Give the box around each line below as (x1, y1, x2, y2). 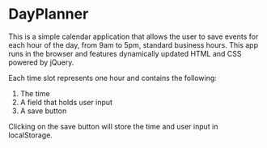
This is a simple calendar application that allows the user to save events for (8, 32, 259, 41)
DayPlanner (8, 5, 89, 23)
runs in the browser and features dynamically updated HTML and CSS (8, 49, 242, 58)
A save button (19, 106, 67, 116)
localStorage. (8, 130, 53, 140)
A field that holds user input (19, 97, 113, 107)
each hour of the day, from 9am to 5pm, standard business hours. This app (8, 40, 259, 49)
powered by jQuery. (8, 57, 74, 67)
